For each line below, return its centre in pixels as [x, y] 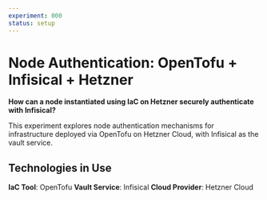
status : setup [32, 23]
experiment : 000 [35, 16]
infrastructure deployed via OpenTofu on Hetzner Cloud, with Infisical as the [133, 134]
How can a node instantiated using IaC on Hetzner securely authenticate [131, 102]
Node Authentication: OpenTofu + [123, 63]
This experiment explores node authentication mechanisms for [111, 126]
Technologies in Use [60, 168]
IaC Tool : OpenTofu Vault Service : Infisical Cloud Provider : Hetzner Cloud [131, 187]
